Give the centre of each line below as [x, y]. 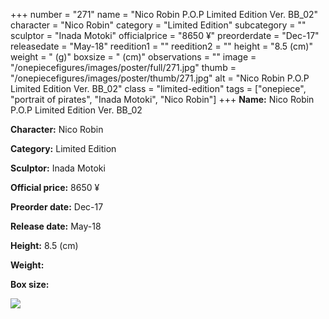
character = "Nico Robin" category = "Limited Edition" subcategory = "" [158, 25]
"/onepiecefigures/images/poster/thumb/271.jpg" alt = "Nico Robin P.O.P [160, 78]
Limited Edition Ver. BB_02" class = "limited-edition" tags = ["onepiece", [158, 88]
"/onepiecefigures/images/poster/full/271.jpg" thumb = [123, 67]
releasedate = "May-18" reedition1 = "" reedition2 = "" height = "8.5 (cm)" [161, 46]
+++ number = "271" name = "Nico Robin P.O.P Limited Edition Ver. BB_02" [164, 14]
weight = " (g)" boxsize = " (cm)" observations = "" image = [133, 57]
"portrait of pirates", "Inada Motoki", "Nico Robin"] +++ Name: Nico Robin [162, 99]
